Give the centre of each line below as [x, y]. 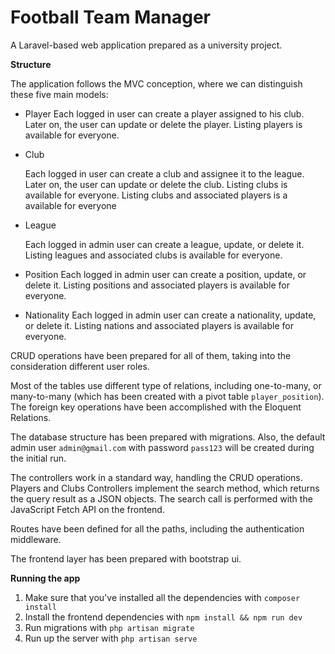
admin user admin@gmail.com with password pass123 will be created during [162, 447]
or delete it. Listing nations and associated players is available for [159, 325]
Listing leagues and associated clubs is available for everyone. [153, 255]
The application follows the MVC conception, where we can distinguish [156, 83]
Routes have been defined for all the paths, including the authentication [157, 528]
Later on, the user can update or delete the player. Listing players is [163, 124]
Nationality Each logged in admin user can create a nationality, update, [170, 315]
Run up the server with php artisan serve [111, 638]
